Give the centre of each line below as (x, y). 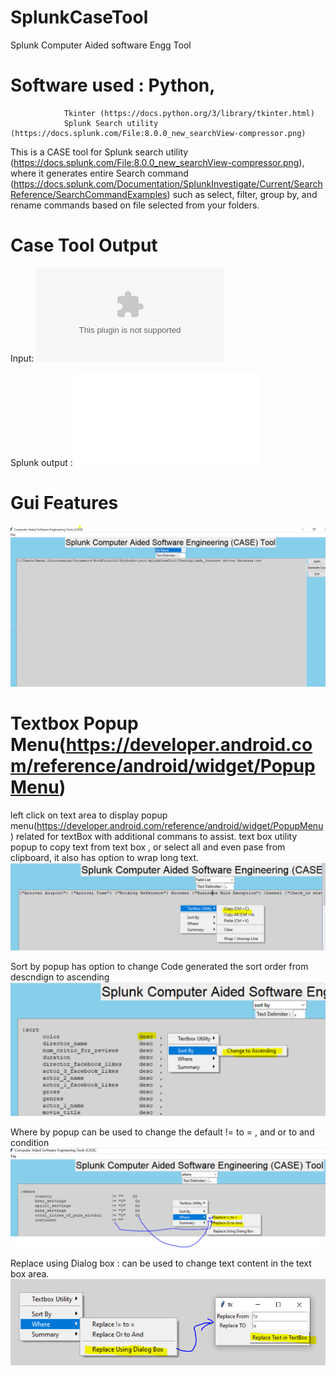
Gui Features (64, 503)
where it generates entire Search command (99, 173)
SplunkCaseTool (79, 17)
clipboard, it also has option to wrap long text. (105, 857)
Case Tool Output (84, 245)
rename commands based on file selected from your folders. (135, 205)
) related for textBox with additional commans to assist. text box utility (154, 836)
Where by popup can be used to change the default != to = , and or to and (162, 1132)
